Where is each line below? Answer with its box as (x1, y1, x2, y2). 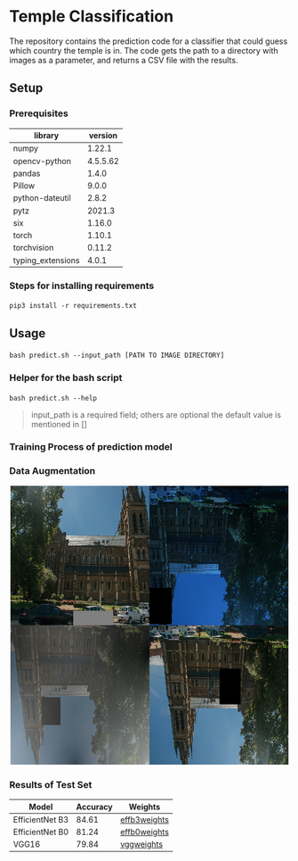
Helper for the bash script (9, 372, 123, 385)
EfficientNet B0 (12, 827, 69, 838)
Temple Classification (9, 6, 174, 27)
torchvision (12, 243, 54, 253)
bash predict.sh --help (9, 393, 98, 402)
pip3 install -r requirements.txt (9, 302, 138, 310)
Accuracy (76, 801, 113, 812)
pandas (12, 168, 41, 178)
